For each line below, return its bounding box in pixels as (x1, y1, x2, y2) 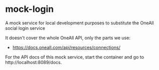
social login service (5, 25, 45, 31)
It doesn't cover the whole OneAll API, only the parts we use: (5, 35, 130, 41)
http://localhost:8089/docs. (5, 59, 62, 65)
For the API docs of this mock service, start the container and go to (5, 54, 144, 60)
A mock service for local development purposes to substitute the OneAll (5, 20, 154, 26)
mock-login (5, 3, 54, 15)
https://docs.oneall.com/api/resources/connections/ (12, 44, 120, 50)
